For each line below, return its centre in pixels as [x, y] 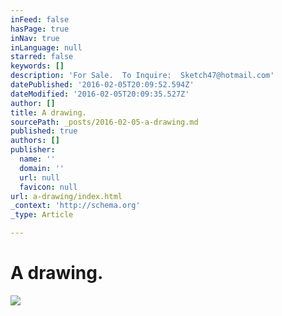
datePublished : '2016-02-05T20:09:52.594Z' [102, 85]
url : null [39, 177]
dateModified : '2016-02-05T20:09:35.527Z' [100, 94]
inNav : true [35, 38]
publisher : [33, 150]
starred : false [42, 57]
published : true [44, 131]
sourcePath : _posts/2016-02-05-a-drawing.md [104, 122]
